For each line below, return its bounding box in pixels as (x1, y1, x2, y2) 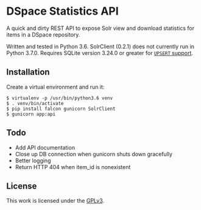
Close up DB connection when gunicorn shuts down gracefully (15, 150, 172, 157)
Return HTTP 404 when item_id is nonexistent (15, 163, 131, 170)
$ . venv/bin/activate (6, 100, 64, 106)
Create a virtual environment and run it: (6, 83, 105, 90)
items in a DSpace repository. (6, 31, 80, 38)
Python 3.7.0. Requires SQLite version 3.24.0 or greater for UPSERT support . (6, 49, 194, 56)
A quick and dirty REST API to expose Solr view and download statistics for (6, 24, 195, 32)
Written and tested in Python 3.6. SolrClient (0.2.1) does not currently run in (6, 43, 195, 50)
